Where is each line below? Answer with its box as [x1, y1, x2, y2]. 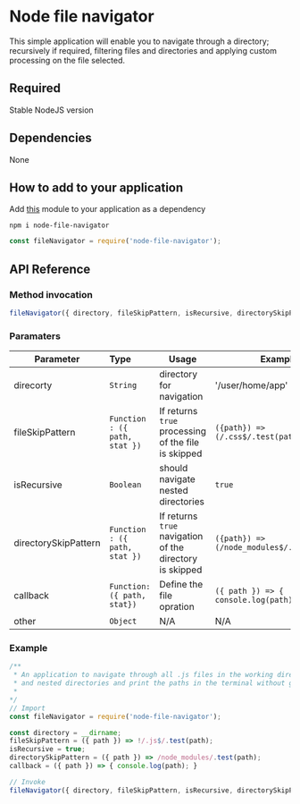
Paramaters [9, 329, 61, 342]
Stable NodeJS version [9, 105, 94, 115]
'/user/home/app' [214, 379, 288, 392]
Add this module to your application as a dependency [9, 204, 206, 215]
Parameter [34, 353, 80, 366]
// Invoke [9, 777, 46, 786]
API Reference [9, 261, 91, 276]
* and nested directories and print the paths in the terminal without [12, 679, 286, 688]
